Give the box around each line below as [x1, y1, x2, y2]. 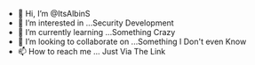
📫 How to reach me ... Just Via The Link [17, 47, 166, 56]
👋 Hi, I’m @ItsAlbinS [17, 9, 91, 18]
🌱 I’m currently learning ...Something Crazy [17, 27, 176, 37]
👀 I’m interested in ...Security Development [17, 18, 175, 28]
